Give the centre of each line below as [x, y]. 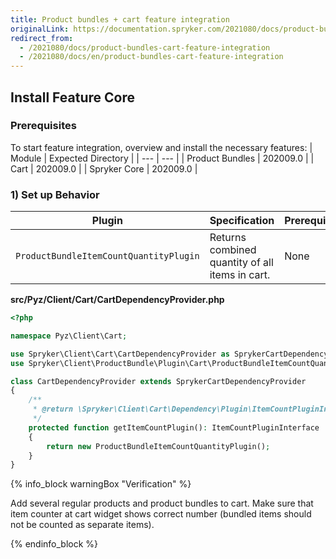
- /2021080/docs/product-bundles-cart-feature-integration [145, 47]
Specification [242, 221]
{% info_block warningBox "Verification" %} [101, 484]
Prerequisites [43, 126]
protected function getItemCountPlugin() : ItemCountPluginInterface [174, 427]
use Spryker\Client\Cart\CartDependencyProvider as [120, 354]
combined [233, 250]
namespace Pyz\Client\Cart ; [69, 336]
